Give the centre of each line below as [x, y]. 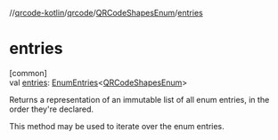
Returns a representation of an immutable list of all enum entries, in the [139, 99]
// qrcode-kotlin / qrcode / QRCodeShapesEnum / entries [106, 13]
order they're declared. [52, 109]
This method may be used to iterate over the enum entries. [117, 126]
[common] [28, 73]
